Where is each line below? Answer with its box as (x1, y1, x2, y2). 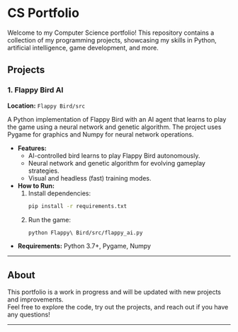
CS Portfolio (7, 5, 80, 21)
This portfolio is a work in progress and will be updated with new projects (7, 288, 222, 297)
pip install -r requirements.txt (28, 202, 127, 210)
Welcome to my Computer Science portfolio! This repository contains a (7, 28, 215, 37)
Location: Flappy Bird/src (7, 101, 86, 110)
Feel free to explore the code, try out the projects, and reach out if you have (7, 303, 229, 311)
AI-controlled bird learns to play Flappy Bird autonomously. (28, 151, 200, 160)
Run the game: (28, 215, 71, 224)
